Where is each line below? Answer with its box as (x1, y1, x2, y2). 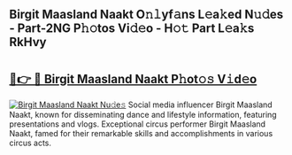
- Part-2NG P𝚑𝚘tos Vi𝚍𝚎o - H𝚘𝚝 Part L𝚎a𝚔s (9, 21, 255, 36)
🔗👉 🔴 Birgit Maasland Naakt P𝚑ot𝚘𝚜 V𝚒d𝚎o (9, 71, 257, 87)
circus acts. (9, 137, 51, 148)
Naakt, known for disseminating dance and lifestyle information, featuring (9, 110, 277, 120)
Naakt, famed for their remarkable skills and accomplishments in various (9, 128, 273, 138)
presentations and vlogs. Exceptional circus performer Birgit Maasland (9, 119, 266, 129)
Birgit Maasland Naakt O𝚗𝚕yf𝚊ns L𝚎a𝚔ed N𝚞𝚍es (9, 7, 284, 22)
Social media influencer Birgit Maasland (127, 99, 273, 110)
